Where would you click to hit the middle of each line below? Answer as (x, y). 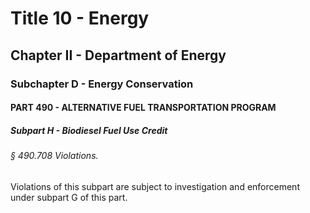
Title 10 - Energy (80, 18)
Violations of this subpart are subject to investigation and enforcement (155, 186)
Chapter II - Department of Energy (118, 55)
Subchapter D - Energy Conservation (102, 84)
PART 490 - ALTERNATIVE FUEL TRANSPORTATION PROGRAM (143, 108)
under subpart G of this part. (69, 197)
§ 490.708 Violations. (54, 156)
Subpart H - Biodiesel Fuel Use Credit (89, 130)
